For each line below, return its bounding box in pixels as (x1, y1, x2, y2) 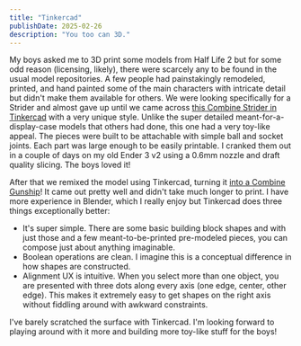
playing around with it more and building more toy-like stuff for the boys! (9, 326, 278, 337)
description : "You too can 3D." (9, 30, 130, 39)
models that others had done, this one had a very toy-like (58, 121, 271, 132)
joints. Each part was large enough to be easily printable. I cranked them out (9, 140, 292, 151)
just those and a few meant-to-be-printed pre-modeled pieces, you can (22, 233, 288, 244)
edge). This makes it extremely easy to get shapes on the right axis (22, 289, 271, 301)
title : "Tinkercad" (9, 13, 83, 22)
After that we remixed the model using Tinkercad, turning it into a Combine (9, 177, 286, 188)
